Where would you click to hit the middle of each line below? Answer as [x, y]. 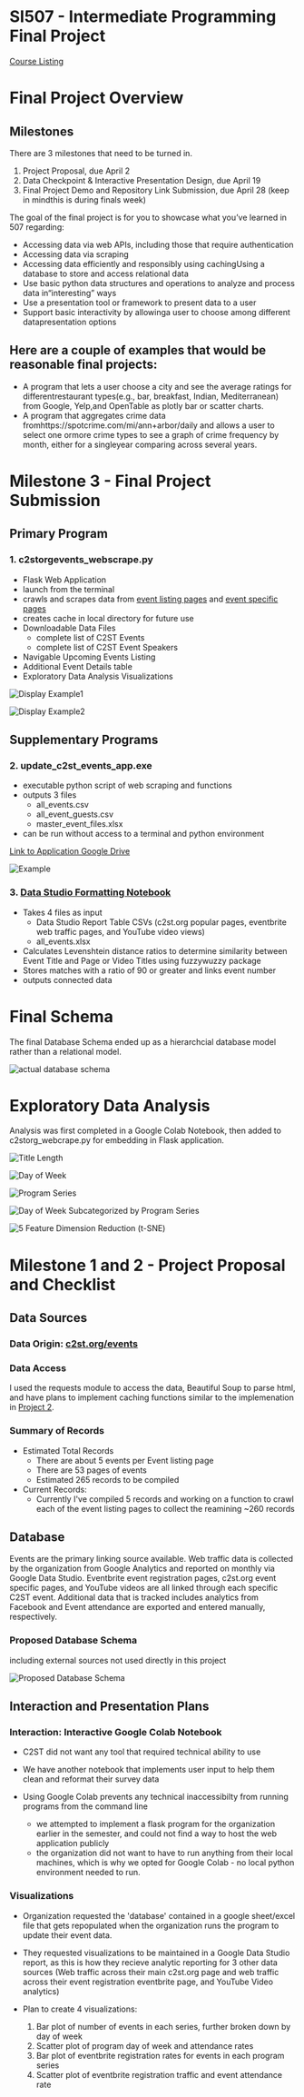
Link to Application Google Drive [70, 851]
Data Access [38, 1367]
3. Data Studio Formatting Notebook [90, 892]
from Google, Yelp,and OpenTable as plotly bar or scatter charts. [143, 405]
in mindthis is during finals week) [84, 199]
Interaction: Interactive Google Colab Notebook [116, 1732]
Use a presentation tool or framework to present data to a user [139, 303]
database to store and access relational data [105, 273]
